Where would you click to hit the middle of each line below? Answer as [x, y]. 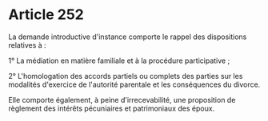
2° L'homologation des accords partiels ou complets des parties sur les [126, 76]
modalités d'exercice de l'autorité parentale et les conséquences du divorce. [134, 84]
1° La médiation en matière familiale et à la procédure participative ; [119, 60]
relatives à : [27, 45]
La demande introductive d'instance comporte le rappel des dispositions [128, 37]
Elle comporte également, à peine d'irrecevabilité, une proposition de [122, 100]
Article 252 [46, 15]
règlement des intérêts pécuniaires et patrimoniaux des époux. [112, 108]
